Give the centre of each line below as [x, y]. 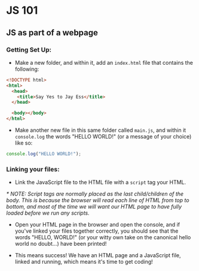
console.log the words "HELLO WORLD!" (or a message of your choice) [103, 136]
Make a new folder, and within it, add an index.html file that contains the [104, 62]
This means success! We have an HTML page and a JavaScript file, [98, 255]
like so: [24, 143]
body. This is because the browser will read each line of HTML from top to [98, 200]
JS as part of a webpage [52, 33]
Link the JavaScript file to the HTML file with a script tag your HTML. [100, 182]
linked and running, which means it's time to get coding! [84, 262]
